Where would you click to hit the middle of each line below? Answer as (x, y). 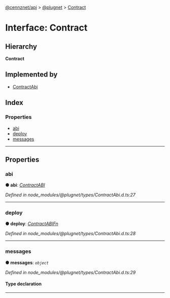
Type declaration (24, 284)
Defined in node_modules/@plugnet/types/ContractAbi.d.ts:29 (71, 272)
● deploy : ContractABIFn (32, 224)
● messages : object (27, 263)
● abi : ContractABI (25, 185)
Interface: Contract (46, 28)
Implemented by (31, 75)
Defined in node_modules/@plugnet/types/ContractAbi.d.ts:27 (70, 195)
